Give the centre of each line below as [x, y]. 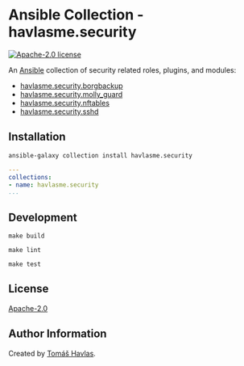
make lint [25, 250]
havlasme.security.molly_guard [71, 94]
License [29, 289]
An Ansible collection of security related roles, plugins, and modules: [122, 69]
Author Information [58, 334]
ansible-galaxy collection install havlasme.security [101, 155]
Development [43, 217]
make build [27, 236]
